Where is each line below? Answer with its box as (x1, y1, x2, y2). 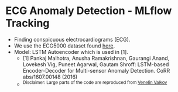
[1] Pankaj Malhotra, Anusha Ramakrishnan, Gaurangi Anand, (22, 54, 170, 62)
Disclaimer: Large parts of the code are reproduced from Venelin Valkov (22, 79, 167, 86)
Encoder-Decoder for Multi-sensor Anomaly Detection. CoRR (22, 67, 170, 74)
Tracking (5, 16, 50, 30)
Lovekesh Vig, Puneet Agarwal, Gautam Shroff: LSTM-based (22, 60, 169, 68)
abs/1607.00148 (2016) (22, 73, 78, 80)
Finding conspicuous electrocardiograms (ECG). (13, 36, 131, 43)
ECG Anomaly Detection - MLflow (5, 4, 172, 18)
